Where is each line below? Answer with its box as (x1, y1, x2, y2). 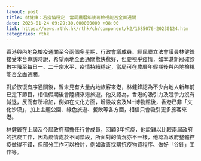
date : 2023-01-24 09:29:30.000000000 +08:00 (6, 20, 119, 26)
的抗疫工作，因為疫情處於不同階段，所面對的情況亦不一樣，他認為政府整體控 (6, 133, 195, 141)
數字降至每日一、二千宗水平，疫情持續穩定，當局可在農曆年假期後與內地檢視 (6, 63, 195, 71)
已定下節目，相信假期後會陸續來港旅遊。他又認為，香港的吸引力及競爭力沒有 (6, 91, 195, 98)
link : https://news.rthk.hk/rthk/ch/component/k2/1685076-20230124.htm (6, 25, 188, 32)
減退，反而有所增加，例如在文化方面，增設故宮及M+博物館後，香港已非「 (6, 98, 187, 105)
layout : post (6, 8, 39, 15)
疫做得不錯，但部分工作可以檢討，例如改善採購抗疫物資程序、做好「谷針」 (6, 141, 190, 148)
